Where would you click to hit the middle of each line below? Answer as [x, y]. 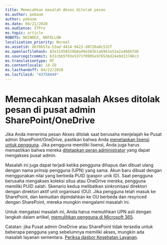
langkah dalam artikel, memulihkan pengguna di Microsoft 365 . [70, 217]
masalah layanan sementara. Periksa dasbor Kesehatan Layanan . [72, 237]
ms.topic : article [24, 33]
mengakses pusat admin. [31, 155]
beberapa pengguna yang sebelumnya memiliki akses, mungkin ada [75, 232]
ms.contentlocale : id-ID [31, 65]
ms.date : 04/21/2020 [27, 24]
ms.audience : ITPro [25, 28]
